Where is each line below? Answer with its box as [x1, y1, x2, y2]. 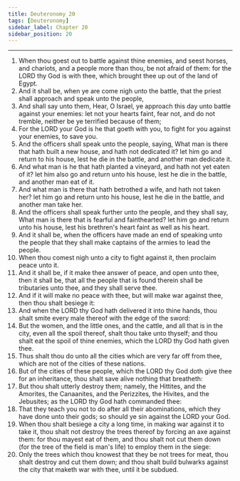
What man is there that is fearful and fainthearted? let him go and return [18, 215, 229, 224]
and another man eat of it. [18, 177, 95, 186]
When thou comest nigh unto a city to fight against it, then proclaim [18, 254, 216, 262]
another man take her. [18, 200, 83, 209]
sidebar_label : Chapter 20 [8, 24, 88, 31]
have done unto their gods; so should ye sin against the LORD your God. [18, 413, 231, 421]
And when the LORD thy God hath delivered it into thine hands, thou [18, 306, 218, 315]
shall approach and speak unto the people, [18, 94, 145, 103]
